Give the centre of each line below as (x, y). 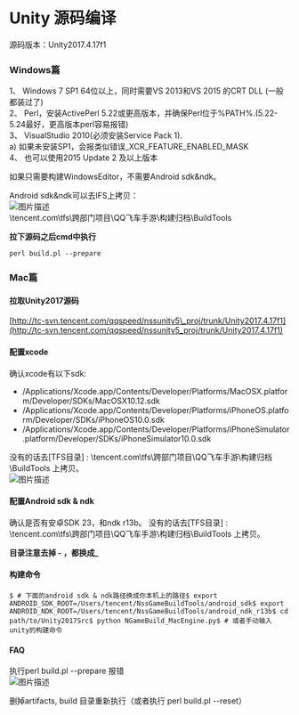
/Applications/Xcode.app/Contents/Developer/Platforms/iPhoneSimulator (156, 429)
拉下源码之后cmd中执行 (53, 237)
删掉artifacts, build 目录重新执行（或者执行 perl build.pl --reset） (128, 701)
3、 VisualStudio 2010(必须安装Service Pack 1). (96, 135)
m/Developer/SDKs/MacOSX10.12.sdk (91, 401)
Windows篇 (35, 69)
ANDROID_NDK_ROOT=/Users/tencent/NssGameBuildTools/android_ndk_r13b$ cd (149, 611)
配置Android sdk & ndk (52, 501)
